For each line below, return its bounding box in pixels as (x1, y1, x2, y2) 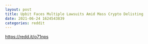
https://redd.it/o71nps (5, 34, 49, 40)
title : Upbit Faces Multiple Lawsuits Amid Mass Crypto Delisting (5, 12, 144, 16)
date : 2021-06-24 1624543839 (5, 16, 65, 21)
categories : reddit (5, 20, 45, 26)
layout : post (5, 7, 32, 12)
